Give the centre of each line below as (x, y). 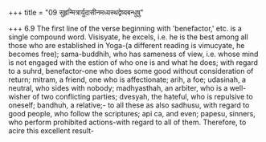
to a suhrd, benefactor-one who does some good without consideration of (131, 71)
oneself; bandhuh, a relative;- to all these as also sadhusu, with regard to (129, 105)
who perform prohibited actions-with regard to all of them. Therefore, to (127, 122)
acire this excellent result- (51, 131)
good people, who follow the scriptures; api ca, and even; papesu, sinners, (132, 114)
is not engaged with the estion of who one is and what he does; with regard (133, 63)
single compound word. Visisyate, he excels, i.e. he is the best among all (129, 37)
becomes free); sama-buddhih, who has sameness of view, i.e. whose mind (133, 54)
